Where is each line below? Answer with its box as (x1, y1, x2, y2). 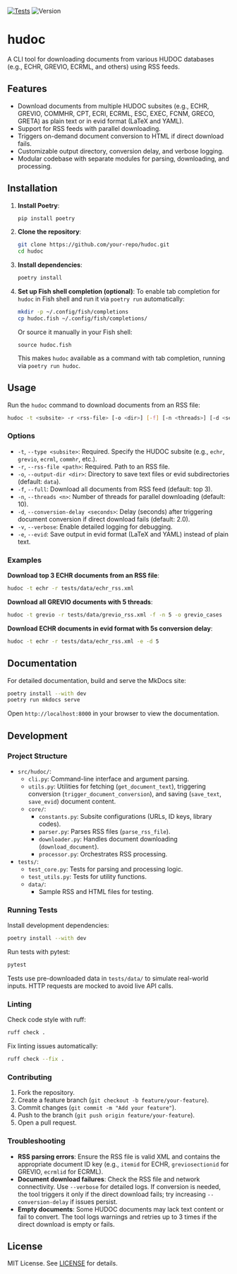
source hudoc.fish (17, 341, 72, 348)
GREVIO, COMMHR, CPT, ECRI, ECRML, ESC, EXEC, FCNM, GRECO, (17, 109, 215, 117)
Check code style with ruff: (7, 1016, 87, 1024)
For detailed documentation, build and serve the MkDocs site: (7, 676, 187, 684)
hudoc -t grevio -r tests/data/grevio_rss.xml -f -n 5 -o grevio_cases (7, 611, 222, 619)
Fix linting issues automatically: (7, 1042, 98, 1050)
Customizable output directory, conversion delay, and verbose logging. (17, 147, 224, 155)
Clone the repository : (17, 227, 82, 236)
